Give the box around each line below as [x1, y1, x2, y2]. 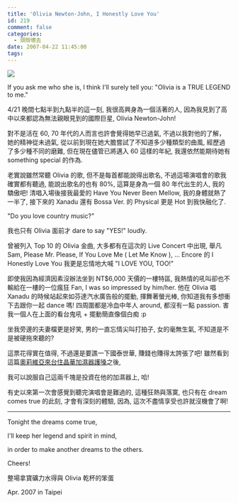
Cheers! [7, 459, 30, 467]
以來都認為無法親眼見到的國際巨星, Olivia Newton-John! [13, 114, 176, 122]
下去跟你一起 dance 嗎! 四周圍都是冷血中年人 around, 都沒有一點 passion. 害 [7, 301, 229, 309]
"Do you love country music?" [7, 211, 95, 220]
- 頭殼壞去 [13, 37, 42, 44]
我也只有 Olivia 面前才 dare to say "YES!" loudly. [7, 226, 147, 234]
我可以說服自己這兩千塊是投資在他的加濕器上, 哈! [7, 372, 149, 381]
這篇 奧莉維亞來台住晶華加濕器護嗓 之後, [7, 357, 122, 366]
